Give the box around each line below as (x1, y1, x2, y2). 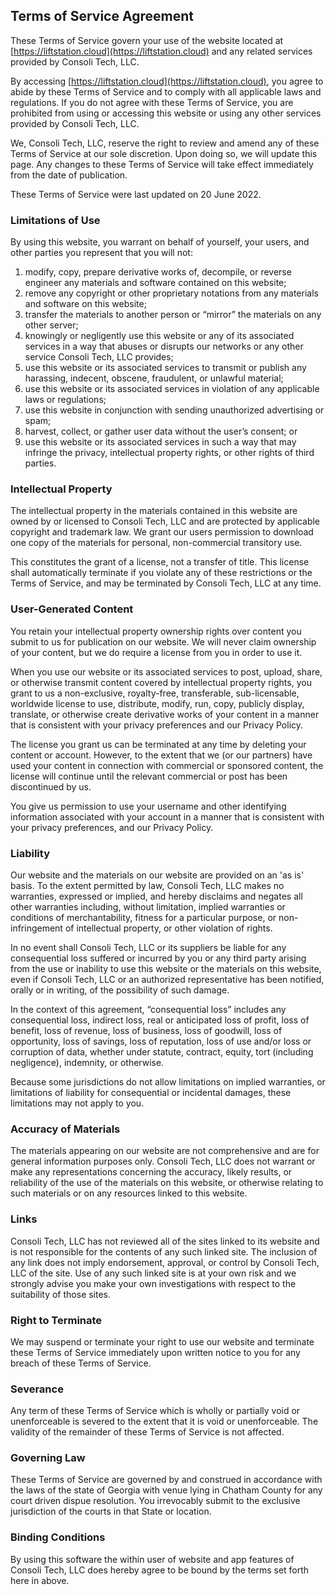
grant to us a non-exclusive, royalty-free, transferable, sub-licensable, (10, 687, 300, 699)
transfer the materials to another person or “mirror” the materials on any (24, 309, 322, 321)
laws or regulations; (24, 394, 107, 406)
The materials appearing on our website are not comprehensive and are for (10, 1145, 320, 1157)
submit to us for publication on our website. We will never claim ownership (10, 635, 317, 648)
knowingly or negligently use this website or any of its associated (24, 330, 295, 342)
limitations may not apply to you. (10, 1097, 145, 1109)
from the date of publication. (10, 169, 128, 181)
